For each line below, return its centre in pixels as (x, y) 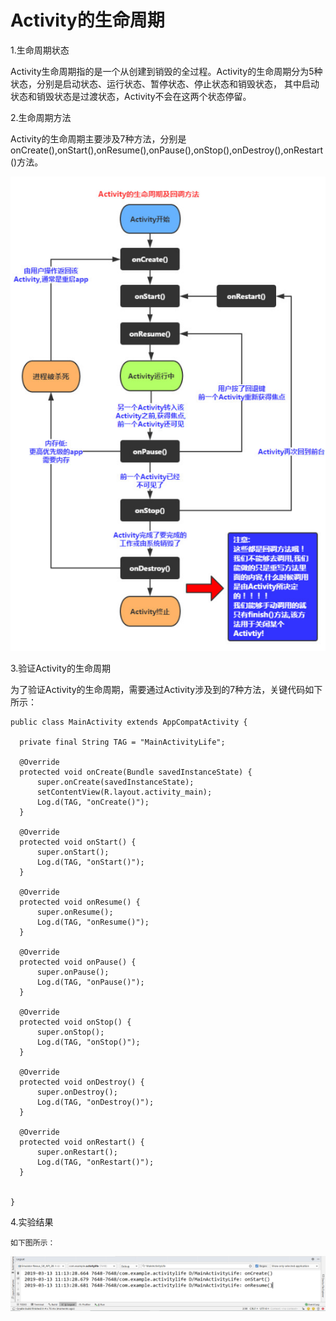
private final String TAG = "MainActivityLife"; (122, 742)
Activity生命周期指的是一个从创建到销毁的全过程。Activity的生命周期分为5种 (166, 71)
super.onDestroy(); (77, 1092)
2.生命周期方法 (41, 117)
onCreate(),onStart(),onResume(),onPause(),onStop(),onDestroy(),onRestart (167, 150)
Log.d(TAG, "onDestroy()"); (95, 1102)
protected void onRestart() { (82, 1142)
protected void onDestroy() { (82, 1082)
